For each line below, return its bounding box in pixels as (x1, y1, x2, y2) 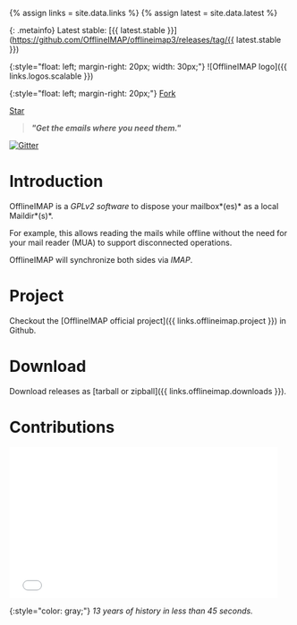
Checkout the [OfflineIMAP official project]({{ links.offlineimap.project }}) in (9, 315, 286, 325)
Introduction (9, 172, 104, 191)
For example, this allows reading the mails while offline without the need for (9, 227, 288, 238)
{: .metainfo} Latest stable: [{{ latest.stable (9, 25, 165, 35)
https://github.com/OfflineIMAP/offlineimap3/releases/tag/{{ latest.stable (12, 35, 282, 45)
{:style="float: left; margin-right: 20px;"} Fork (9, 89, 176, 98)
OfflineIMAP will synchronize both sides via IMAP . (9, 254, 193, 265)
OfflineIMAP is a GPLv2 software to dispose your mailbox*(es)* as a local (9, 200, 279, 211)
